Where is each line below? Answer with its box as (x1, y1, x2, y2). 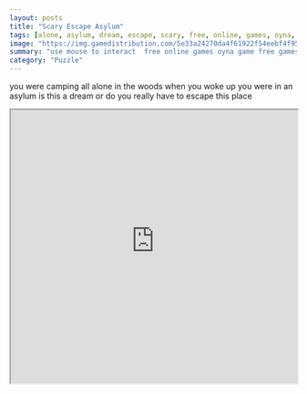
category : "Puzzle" (9, 56, 84, 65)
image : (9, 38, 35, 48)
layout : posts (9, 13, 64, 23)
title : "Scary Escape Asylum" (9, 22, 125, 31)
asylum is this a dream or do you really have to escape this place (9, 90, 252, 101)
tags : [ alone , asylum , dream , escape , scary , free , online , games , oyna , (9, 30, 296, 39)
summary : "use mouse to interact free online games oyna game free (9, 47, 275, 57)
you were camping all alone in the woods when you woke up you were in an (9, 81, 293, 91)
